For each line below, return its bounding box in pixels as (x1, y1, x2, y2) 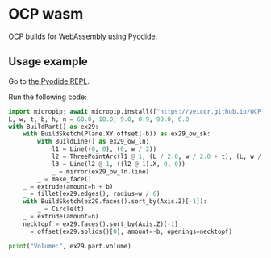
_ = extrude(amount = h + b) (23, 182, 114, 190)
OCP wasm (8, 5, 84, 23)
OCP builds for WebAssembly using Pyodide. (8, 31, 158, 41)
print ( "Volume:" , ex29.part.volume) (8, 242, 131, 250)
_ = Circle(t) (37, 205, 85, 214)
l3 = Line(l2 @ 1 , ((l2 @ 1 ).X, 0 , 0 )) (51, 160, 186, 168)
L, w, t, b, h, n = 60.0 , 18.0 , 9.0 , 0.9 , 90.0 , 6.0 (8, 114, 190, 123)
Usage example (8, 55, 89, 69)
